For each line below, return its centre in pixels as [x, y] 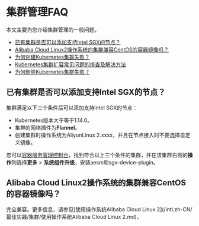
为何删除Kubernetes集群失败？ [52, 72]
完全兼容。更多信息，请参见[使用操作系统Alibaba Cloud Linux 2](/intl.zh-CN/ [99, 209]
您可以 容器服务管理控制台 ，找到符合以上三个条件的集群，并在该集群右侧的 [97, 155]
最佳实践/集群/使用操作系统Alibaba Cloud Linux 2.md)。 [74, 217]
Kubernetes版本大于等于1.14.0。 [54, 120]
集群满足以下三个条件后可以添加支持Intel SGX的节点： [72, 108]
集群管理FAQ [37, 12]
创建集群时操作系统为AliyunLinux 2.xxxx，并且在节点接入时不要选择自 [100, 135]
